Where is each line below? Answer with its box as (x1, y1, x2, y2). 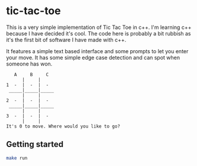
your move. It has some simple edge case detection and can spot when (6, 54, 180, 61)
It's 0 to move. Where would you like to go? (6, 123, 120, 129)
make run (6, 155, 28, 161)
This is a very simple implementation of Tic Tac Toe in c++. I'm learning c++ (6, 24, 192, 31)
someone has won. (6, 60, 53, 67)
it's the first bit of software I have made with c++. (6, 36, 127, 43)
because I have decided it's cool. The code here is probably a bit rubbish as (6, 30, 191, 37)
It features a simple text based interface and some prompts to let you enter (6, 47, 189, 54)
